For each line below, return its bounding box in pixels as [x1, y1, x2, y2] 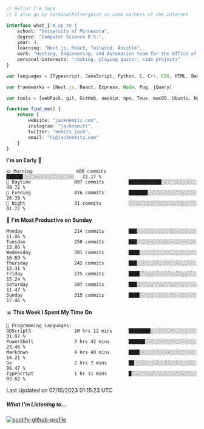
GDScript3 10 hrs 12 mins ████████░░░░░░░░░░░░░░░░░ [6, 328, 197, 335]
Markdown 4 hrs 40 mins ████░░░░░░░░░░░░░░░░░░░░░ [6, 349, 197, 356]
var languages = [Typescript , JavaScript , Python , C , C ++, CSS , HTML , [6, 73, 189, 79]
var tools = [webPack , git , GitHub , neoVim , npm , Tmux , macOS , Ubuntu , [6, 95, 191, 101]
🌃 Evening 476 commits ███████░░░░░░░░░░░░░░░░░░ [6, 190, 197, 196]
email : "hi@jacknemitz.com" [28, 134, 99, 140]
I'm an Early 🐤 [6, 157, 42, 164]
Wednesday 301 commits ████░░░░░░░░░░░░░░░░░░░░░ [6, 250, 197, 256]
